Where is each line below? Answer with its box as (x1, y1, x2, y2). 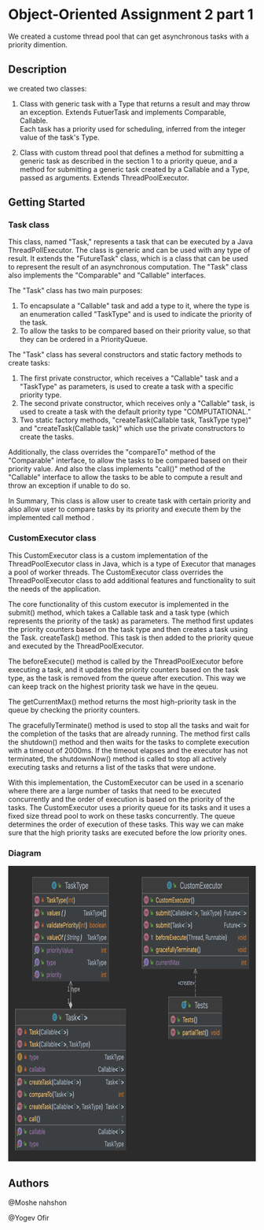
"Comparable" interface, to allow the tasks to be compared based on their (8, 455, 247, 466)
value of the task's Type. (19, 132, 100, 142)
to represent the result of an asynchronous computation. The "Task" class (8, 262, 247, 272)
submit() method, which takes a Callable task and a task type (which (8, 608, 229, 617)
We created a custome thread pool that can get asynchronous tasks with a (8, 32, 249, 41)
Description (8, 63, 67, 76)
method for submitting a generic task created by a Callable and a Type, (19, 164, 250, 174)
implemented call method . (8, 513, 94, 522)
